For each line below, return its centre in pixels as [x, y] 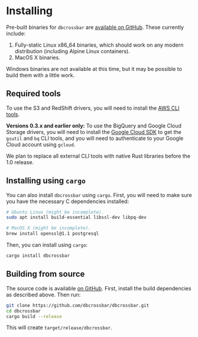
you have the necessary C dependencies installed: [68, 201]
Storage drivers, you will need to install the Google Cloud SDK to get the [94, 132]
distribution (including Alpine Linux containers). [72, 51]
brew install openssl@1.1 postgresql [53, 234]
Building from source [46, 274]
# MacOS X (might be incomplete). [49, 228]
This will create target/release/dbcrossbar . [59, 328]
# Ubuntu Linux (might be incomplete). [55, 212]
